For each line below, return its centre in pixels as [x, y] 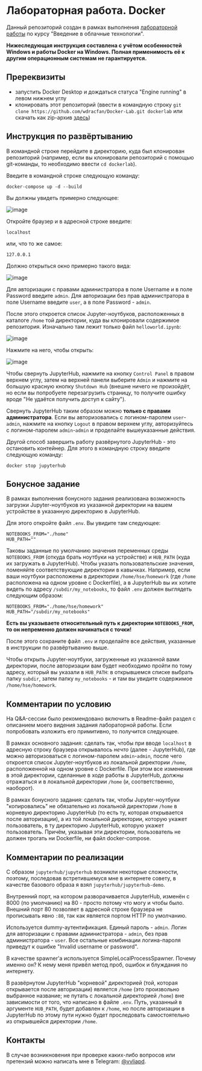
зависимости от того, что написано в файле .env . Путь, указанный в [94, 1002]
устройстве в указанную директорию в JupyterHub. [73, 512]
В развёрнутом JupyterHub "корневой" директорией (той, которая [92, 983]
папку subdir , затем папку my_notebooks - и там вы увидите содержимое [99, 679]
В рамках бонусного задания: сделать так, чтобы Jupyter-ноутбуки [93, 800]
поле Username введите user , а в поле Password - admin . [79, 302]
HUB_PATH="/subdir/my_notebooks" [48, 612]
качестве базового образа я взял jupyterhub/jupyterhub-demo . [86, 885]
